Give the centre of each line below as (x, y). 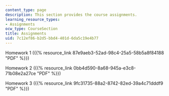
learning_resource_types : (32, 19)
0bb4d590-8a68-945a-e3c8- (105, 68)
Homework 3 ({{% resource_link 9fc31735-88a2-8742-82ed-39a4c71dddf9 (84, 83)
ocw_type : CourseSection (31, 29)
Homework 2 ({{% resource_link (39, 68)
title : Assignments (26, 34)
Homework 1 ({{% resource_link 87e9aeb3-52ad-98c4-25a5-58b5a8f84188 (84, 53)
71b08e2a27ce (21, 73)
